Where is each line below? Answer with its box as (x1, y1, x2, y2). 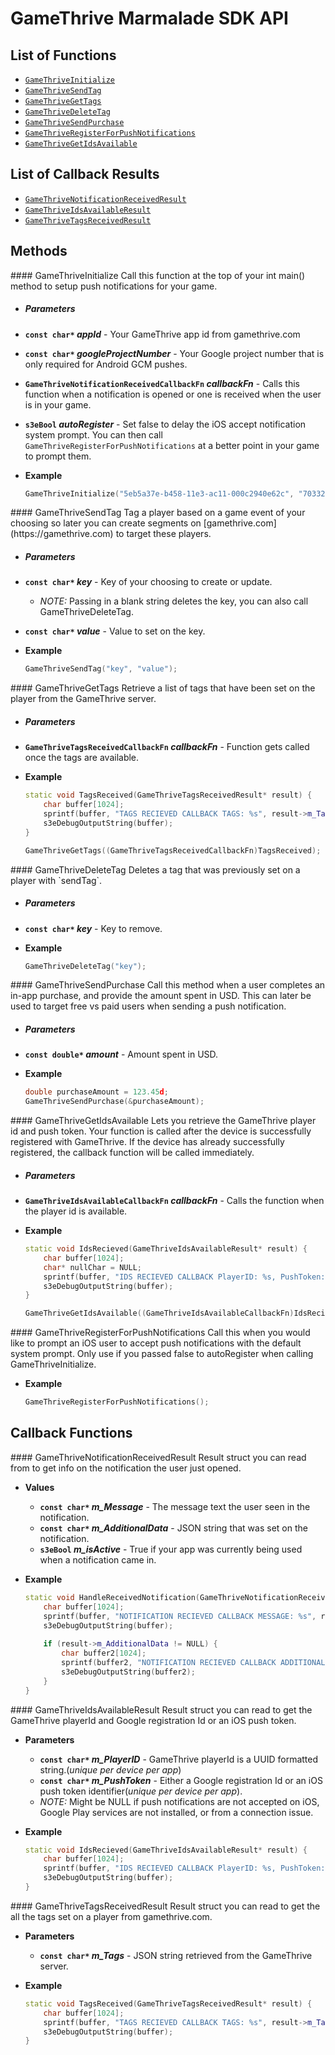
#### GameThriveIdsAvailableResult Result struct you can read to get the (10, 1703, 313, 1716)
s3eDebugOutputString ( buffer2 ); (61, 1667, 196, 1677)
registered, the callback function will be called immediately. (10, 1147, 255, 1159)
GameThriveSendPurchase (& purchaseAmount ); (24, 1097, 205, 1107)
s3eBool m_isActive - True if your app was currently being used (39, 1543, 303, 1555)
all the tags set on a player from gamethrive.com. (10, 1910, 213, 1922)
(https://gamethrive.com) (10, 528, 114, 540)
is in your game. (24, 398, 92, 411)
